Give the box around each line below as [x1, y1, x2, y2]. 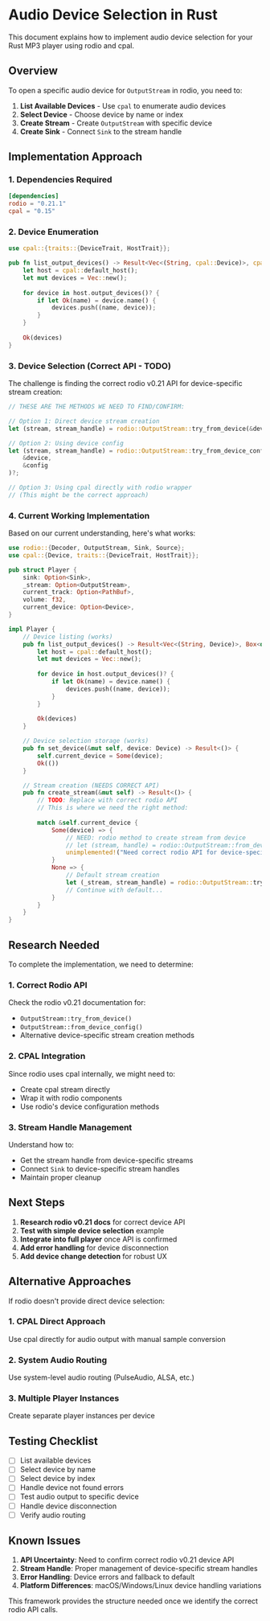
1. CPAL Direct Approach [8, 1316, 106, 1328]
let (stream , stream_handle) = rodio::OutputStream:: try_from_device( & [8, 425, 253, 433]
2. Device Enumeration [8, 226, 99, 237]
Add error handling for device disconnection [19, 1242, 169, 1252]
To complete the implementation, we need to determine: [8, 959, 194, 970]
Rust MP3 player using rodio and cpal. [8, 40, 135, 50]
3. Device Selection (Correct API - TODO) [8, 360, 171, 371]
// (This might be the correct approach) [8, 490, 149, 499]
